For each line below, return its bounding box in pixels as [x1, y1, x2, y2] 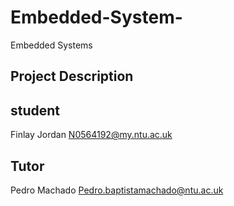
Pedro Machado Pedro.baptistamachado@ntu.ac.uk [10, 184, 224, 196]
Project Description [10, 68, 134, 85]
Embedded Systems [10, 39, 93, 51]
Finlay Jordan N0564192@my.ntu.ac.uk [10, 129, 173, 141]
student [10, 102, 61, 119]
